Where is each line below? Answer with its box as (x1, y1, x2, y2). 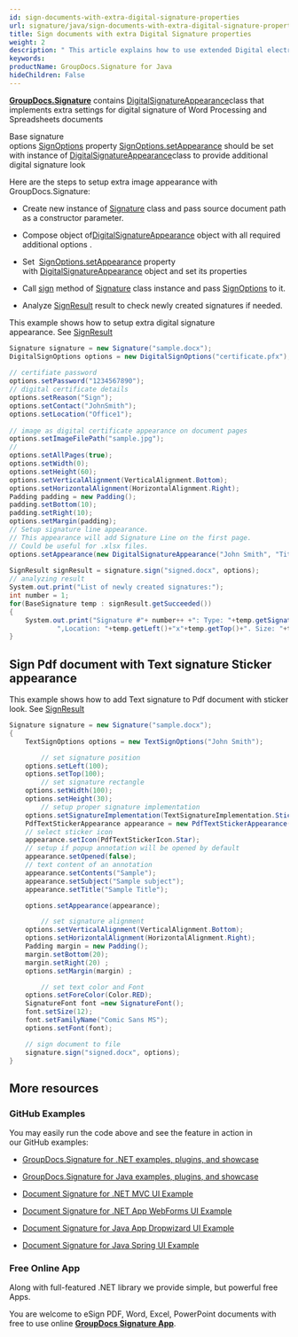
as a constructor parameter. (21, 212, 124, 223)
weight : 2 (9, 37, 46, 47)
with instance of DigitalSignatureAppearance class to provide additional (9, 150, 269, 160)
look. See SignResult (9, 704, 85, 715)
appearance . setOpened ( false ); (25, 852, 137, 861)
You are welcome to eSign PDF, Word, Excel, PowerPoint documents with (9, 1309, 277, 1319)
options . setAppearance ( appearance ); (25, 901, 161, 910)
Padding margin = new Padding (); (25, 942, 149, 951)
